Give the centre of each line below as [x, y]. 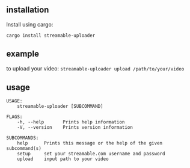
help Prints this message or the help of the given [90, 143]
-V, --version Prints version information [75, 128]
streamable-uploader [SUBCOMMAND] [60, 107]
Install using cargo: [30, 24]
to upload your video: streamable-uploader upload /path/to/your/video [95, 68]
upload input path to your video [63, 159]
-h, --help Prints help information [71, 122]
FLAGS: [14, 117]
